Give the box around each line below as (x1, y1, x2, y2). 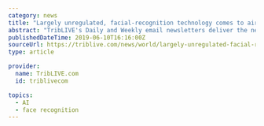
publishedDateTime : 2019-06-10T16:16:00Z (8, 33, 146, 42)
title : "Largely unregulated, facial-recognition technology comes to (8, 19, 244, 27)
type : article (8, 48, 55, 56)
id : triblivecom (15, 76, 68, 85)
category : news (8, 11, 58, 20)
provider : (8, 62, 41, 71)
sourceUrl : (8, 41, 44, 49)
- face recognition (15, 106, 79, 114)
